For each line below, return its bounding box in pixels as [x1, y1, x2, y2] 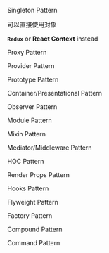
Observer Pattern [7, 103, 58, 111]
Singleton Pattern [7, 6, 58, 14]
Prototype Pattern [7, 75, 59, 84]
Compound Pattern [7, 225, 63, 233]
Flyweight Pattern [7, 198, 58, 206]
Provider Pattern [7, 62, 55, 70]
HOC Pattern [7, 157, 44, 165]
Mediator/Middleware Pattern [7, 143, 93, 152]
